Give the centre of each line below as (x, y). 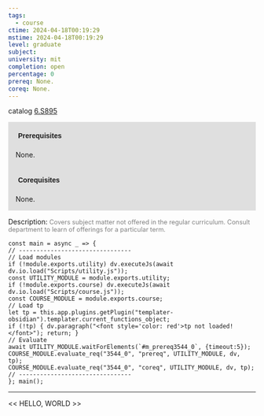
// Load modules (35, 258)
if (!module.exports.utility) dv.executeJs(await (91, 265)
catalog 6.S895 (33, 111)
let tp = (22, 313)
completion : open (37, 67)
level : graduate (35, 45)
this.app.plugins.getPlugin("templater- (107, 313)
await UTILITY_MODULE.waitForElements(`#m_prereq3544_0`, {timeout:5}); (130, 347)
